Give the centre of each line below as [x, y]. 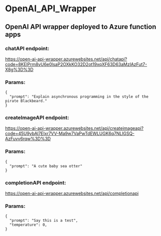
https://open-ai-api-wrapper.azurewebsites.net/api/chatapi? [66, 59]
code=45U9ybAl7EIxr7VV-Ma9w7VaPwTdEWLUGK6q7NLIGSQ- [70, 134]
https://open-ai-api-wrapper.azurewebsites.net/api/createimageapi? [74, 128]
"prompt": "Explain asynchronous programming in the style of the [79, 97]
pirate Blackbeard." [26, 101]
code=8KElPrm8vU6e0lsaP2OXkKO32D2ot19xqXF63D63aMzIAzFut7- [76, 64]
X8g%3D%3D [19, 69]
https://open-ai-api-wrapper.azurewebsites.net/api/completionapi [72, 193]
